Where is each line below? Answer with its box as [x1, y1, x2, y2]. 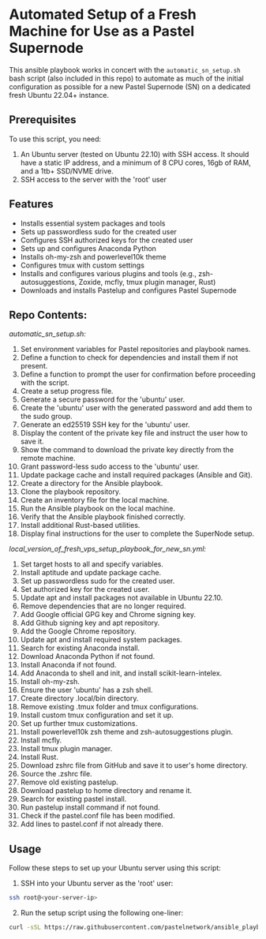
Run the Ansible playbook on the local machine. [20, 503, 176, 514]
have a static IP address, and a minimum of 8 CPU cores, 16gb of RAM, [20, 158, 252, 167]
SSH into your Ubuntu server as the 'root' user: [20, 878, 174, 888]
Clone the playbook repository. [20, 487, 122, 496]
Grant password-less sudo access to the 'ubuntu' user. [20, 462, 200, 471]
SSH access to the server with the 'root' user [20, 174, 167, 184]
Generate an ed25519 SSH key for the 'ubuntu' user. [20, 420, 190, 429]
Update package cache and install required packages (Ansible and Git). [20, 470, 253, 480]
